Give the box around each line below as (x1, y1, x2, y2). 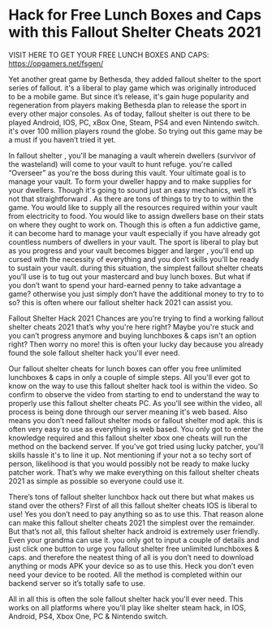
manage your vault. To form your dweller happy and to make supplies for (8, 177, 252, 186)
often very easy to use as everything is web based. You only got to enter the (8, 424, 264, 434)
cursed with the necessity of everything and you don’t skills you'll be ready (8, 254, 260, 264)
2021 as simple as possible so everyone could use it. (8, 476, 184, 486)
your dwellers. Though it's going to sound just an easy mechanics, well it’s (8, 185, 257, 194)
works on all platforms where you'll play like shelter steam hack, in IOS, (8, 602, 246, 612)
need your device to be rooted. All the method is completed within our (8, 570, 243, 579)
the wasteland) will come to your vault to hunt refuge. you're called (8, 159, 233, 168)
